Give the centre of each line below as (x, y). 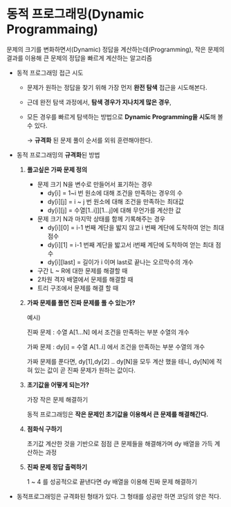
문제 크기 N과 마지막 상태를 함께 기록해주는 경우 (101, 219)
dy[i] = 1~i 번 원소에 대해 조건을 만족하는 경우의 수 (115, 193)
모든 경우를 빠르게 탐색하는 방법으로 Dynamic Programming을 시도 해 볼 (125, 117)
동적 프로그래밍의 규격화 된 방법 (58, 155)
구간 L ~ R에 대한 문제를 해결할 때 (82, 270)
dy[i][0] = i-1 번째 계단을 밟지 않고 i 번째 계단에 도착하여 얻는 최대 (136, 227)
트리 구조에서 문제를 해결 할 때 (78, 288)
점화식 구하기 (45, 429)
